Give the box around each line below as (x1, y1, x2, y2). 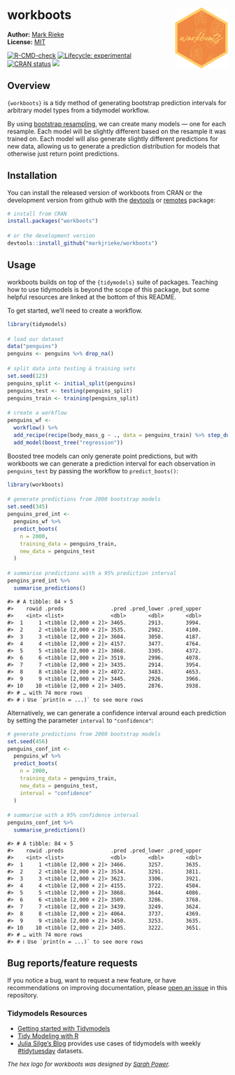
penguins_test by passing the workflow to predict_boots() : (7, 466, 178, 475)
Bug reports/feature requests (7, 957, 138, 969)
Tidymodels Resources (7, 1008, 87, 1018)
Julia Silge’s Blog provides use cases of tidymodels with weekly (17, 1039, 201, 1048)
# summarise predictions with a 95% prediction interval (7, 570, 177, 577)
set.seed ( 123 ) (7, 372, 49, 379)
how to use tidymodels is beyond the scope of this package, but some (7, 285, 210, 294)
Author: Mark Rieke (7, 30, 64, 39)
